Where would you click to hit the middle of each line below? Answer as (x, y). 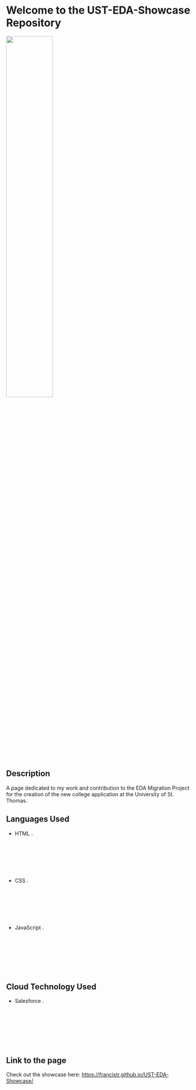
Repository (34, 23)
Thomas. (17, 800)
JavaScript (28, 927)
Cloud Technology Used (51, 987)
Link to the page (36, 1060)
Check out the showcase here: (43, 1075)
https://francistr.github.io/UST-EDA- (125, 1075)
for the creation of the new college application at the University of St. (90, 794)
